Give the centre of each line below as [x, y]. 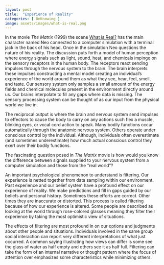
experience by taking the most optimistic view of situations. [65, 217]
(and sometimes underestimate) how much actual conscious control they [79, 141]
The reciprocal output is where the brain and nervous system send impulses [82, 114]
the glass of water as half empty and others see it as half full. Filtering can [80, 247]
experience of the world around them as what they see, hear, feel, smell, [78, 79]
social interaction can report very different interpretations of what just [75, 237]
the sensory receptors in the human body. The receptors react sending [77, 63]
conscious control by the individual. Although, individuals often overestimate [82, 135]
